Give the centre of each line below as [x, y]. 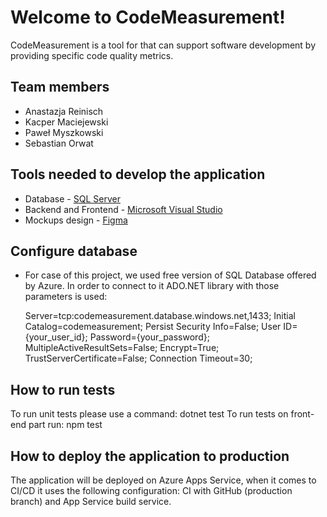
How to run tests [63, 389]
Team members [60, 87]
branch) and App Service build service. [91, 501]
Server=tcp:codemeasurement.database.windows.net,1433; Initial [160, 316]
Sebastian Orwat [59, 143]
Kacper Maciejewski [66, 122]
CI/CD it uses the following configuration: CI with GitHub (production [151, 490]
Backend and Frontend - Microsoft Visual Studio [123, 209]
